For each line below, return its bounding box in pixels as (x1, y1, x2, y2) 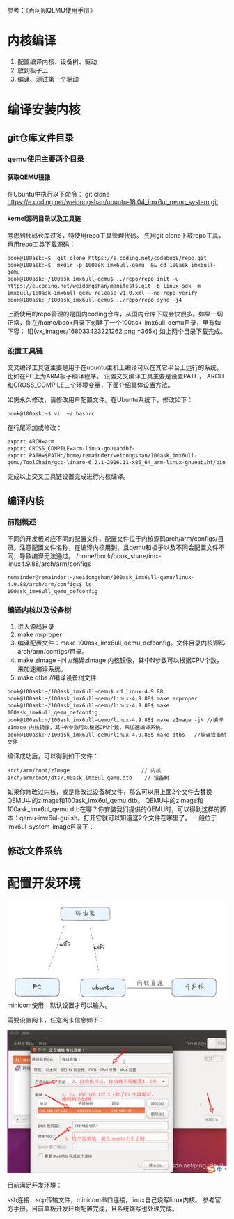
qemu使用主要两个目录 (7, 154, 85, 164)
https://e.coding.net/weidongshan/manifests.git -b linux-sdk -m (7, 282, 201, 289)
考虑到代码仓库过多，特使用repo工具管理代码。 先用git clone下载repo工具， (7, 231, 225, 239)
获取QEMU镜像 (7, 173, 51, 181)
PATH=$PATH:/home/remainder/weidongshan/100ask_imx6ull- (29, 452, 198, 459)
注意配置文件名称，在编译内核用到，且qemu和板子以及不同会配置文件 (19, 543, 219, 551)
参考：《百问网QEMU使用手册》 (7, 6, 96, 14)
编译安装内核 (7, 102, 81, 118)
